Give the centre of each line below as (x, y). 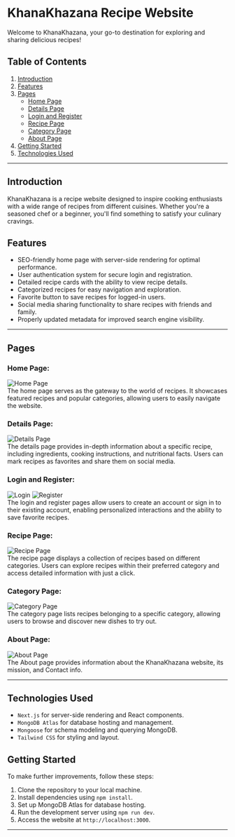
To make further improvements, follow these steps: (80, 777)
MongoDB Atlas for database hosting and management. (95, 723)
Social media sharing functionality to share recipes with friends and (114, 305)
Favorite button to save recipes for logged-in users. (91, 297)
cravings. (21, 221)
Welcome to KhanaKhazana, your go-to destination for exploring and (106, 32)
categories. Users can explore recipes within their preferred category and (113, 565)
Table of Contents (47, 62)
